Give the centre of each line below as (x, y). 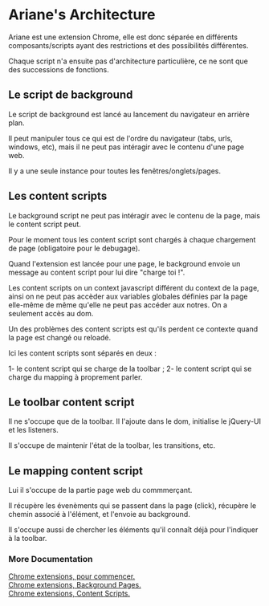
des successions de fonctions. (59, 69)
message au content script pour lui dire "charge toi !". (97, 272)
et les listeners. (33, 430)
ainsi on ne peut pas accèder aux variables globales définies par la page (128, 296)
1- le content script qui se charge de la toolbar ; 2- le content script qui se (130, 368)
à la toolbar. (28, 539)
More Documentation (51, 559)
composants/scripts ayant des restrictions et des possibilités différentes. (128, 45)
